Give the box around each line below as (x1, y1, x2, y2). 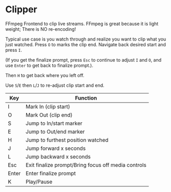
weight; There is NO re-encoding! (5, 26, 76, 32)
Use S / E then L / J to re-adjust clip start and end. (5, 82, 105, 88)
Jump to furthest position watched (25, 136, 109, 143)
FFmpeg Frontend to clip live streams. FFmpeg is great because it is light (5, 21, 159, 27)
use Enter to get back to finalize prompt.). (5, 62, 94, 68)
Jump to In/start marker (25, 120, 83, 127)
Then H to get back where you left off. (5, 72, 84, 78)
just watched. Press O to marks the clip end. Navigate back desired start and (5, 41, 166, 47)
